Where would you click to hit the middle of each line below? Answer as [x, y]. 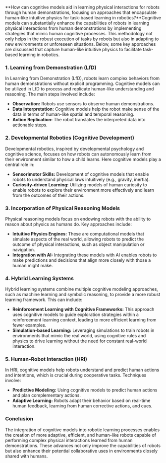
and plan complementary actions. [46, 395]
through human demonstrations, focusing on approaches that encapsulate [81, 12]
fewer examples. [29, 325]
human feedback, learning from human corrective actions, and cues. [82, 406]
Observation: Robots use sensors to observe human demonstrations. [83, 104]
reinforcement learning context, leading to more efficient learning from [84, 320]
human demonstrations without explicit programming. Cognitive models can [83, 83]
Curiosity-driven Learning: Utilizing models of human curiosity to [80, 185]
